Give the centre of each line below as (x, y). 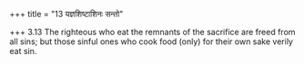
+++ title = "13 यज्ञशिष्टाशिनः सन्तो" (66, 14)
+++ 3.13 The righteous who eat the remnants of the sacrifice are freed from (152, 32)
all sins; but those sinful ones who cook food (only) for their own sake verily (152, 41)
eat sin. (23, 51)
